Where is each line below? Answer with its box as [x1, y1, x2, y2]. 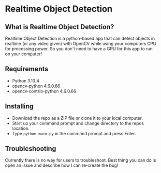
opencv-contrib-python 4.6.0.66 [12, 88, 76, 94]
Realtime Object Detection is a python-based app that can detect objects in [5, 35, 155, 41]
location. [12, 125, 30, 131]
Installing [5, 102, 34, 110]
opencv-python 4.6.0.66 [12, 83, 60, 89]
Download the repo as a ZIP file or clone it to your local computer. [12, 115, 143, 121]
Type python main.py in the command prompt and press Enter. [12, 130, 136, 136]
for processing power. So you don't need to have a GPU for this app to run [5, 46, 153, 51]
